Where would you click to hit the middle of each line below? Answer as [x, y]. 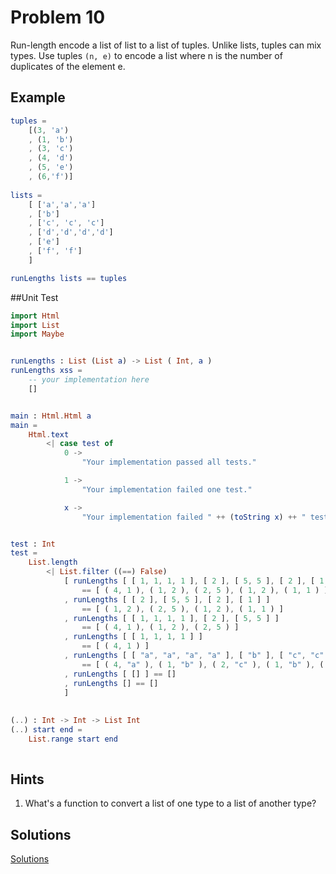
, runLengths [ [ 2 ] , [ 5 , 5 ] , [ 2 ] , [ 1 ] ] [167, 599]
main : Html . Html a [51, 416]
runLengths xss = [46, 371]
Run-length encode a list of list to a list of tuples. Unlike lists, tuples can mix [166, 45]
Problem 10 [58, 17]
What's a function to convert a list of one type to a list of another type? [170, 803]
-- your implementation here [89, 380]
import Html [35, 316]
